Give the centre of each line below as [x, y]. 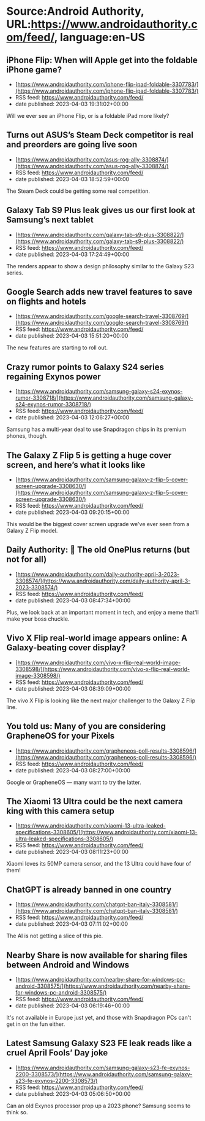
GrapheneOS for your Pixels [61, 736]
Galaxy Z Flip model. [32, 531]
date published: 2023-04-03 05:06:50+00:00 [73, 1093]
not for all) [27, 560]
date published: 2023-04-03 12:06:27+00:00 [72, 417]
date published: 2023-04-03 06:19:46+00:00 [73, 1006]
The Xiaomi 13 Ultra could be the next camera [95, 801]
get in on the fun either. [36, 1024]
